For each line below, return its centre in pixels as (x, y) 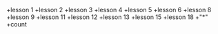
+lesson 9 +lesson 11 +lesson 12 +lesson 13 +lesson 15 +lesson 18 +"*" (107, 17)
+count (17, 24)
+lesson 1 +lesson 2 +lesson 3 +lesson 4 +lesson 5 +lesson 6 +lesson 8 (109, 10)
